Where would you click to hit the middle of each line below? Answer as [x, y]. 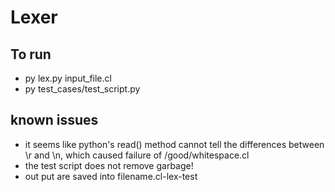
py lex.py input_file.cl [68, 78]
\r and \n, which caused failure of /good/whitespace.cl [137, 155]
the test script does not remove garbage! [109, 165]
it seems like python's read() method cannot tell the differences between [174, 144]
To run [31, 54]
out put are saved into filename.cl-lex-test [111, 176]
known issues [54, 120]
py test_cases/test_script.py [82, 89]
